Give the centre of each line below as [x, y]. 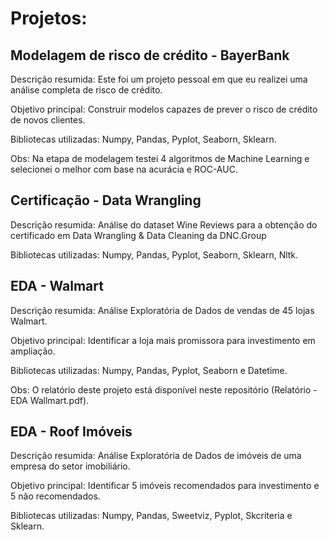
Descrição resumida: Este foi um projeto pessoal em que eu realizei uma [159, 79]
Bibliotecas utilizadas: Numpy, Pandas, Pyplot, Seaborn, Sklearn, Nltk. [154, 254]
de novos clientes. [48, 120]
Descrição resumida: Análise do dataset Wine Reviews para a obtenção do [164, 224]
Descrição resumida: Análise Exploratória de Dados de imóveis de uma [156, 456]
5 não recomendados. [55, 496]
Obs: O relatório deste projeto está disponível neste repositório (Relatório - [164, 389]
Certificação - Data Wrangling [106, 200]
